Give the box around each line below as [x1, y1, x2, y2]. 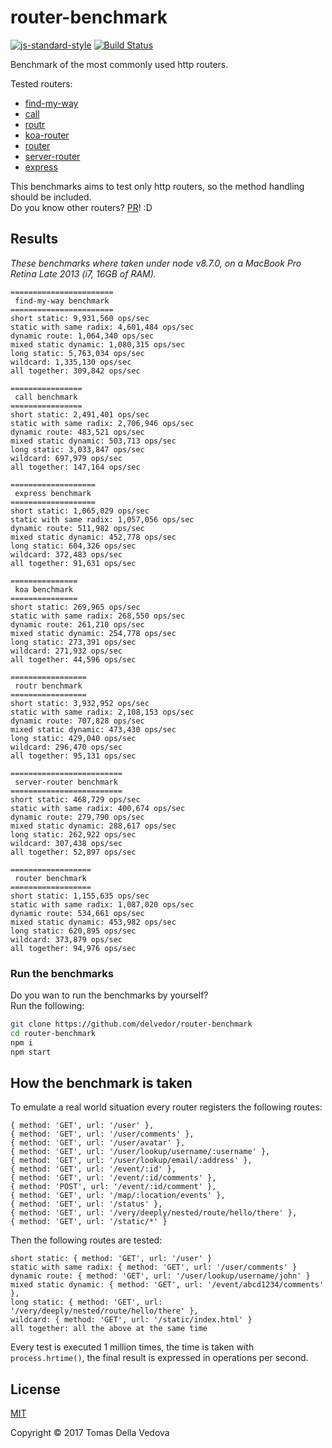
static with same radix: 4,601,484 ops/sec [10, 322, 195, 332]
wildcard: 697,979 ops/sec [10, 453, 123, 463]
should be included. [10, 191, 92, 203]
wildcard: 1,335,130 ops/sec [10, 357, 132, 367]
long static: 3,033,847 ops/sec [10, 444, 145, 455]
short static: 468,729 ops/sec [10, 794, 141, 805]
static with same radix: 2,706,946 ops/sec [10, 418, 195, 428]
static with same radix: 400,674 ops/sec [10, 803, 186, 813]
